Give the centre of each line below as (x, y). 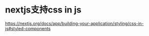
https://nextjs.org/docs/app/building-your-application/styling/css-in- (74, 23)
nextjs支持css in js (43, 10)
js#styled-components (28, 28)
